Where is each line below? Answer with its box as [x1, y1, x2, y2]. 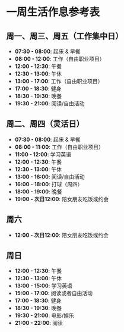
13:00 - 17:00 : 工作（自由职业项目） [14, 78, 103, 84]
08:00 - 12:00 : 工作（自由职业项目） [14, 55, 105, 62]
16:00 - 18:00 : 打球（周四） [14, 180, 83, 187]
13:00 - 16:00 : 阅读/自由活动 [14, 173, 85, 180]
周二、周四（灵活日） [6, 119, 84, 129]
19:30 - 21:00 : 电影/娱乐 [14, 312, 74, 319]
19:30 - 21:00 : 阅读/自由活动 [14, 100, 85, 107]
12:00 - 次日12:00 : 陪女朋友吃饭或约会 [14, 231, 109, 239]
